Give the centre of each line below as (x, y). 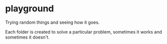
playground (29, 9)
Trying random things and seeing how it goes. (52, 22)
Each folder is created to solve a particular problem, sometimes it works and (84, 32)
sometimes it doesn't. (27, 37)
